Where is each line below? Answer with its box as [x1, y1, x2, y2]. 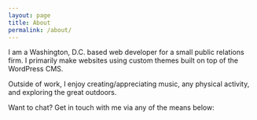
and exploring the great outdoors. [8, 88, 117, 97]
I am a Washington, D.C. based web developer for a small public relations [8, 48, 245, 57]
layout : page [8, 11, 51, 20]
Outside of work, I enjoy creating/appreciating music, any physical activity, [8, 79, 250, 89]
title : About [8, 19, 51, 27]
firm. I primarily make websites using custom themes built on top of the [8, 56, 238, 65]
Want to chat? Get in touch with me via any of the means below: [8, 103, 215, 112]
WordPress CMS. [8, 64, 64, 74]
